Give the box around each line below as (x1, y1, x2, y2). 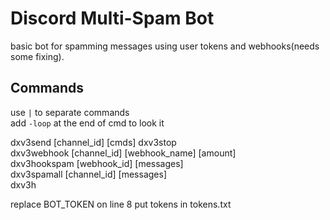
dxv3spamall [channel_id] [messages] (10, 168, 167, 180)
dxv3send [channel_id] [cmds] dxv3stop (10, 136, 177, 148)
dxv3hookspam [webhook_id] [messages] (10, 157, 184, 169)
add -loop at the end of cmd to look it (10, 117, 165, 129)
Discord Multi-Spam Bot (10, 7, 215, 30)
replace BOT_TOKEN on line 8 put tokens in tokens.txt (10, 198, 232, 210)
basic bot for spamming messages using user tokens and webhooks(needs (10, 40, 320, 52)
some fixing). (10, 50, 65, 62)
